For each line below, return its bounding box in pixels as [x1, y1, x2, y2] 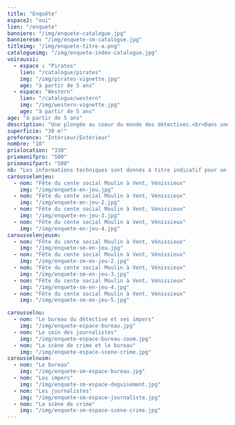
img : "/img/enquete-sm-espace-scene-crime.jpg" [20, 407, 161, 414]
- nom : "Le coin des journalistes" [13, 328, 117, 336]
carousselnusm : [7, 355, 52, 362]
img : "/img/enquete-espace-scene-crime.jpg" [20, 348, 152, 356]
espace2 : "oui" [7, 17, 52, 24]
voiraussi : [7, 56, 39, 63]
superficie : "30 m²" [7, 127, 68, 134]
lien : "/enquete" [7, 23, 58, 30]
